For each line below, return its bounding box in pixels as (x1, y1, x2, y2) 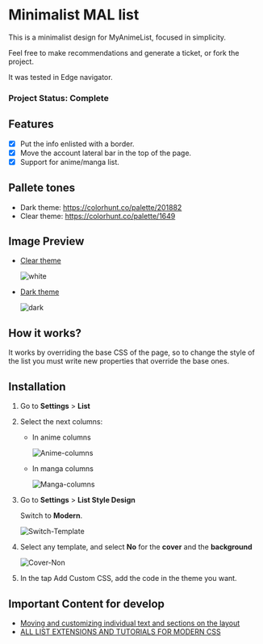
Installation (8, 380, 66, 394)
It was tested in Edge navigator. (8, 72, 113, 82)
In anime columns (31, 432, 91, 442)
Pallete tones (8, 181, 76, 195)
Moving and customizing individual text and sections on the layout (19, 618, 240, 628)
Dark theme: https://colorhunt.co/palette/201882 (19, 202, 182, 212)
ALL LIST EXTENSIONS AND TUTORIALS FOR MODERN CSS (19, 626, 221, 636)
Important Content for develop (8, 596, 165, 611)
